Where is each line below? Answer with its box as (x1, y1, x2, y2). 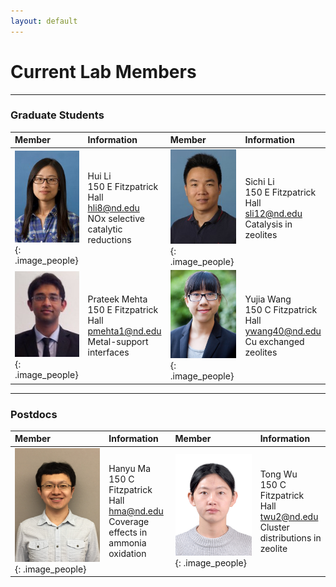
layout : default (10, 16, 78, 26)
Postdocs (10, 407, 58, 421)
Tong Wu (259, 468, 298, 480)
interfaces (87, 346, 130, 359)
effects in (108, 526, 148, 539)
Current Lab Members (10, 60, 197, 83)
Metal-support (87, 336, 149, 348)
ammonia (108, 537, 147, 549)
